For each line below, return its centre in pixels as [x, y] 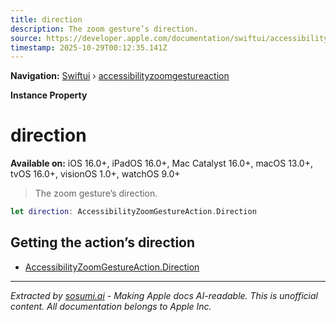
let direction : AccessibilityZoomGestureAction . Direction [133, 212]
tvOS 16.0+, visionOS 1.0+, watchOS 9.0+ [95, 174]
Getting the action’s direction [103, 242]
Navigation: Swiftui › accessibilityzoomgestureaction [120, 76]
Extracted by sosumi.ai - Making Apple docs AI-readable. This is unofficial [164, 295]
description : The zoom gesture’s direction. [104, 29]
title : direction [46, 19]
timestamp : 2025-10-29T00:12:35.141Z [89, 47]
